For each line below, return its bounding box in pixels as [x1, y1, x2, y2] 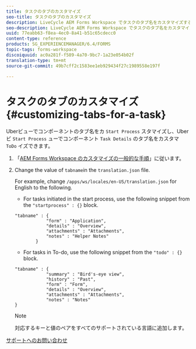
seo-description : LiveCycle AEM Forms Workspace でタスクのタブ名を [6, 25, 168, 31]
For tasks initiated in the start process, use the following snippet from [23, 195, 190, 202]
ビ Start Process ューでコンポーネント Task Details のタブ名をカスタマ [6, 135, 179, 142]
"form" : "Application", [45, 218, 107, 224]
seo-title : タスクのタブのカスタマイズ [6, 14, 92, 20]
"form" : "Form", [45, 282, 89, 288]
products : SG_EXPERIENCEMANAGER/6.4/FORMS [6, 42, 111, 47]
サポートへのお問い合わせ [6, 337, 68, 344]
